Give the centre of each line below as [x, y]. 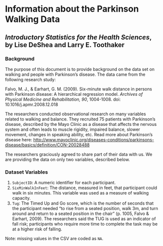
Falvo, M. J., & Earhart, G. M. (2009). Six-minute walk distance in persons [79, 89]
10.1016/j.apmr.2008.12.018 [32, 104]
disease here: [19, 140]
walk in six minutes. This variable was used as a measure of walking [81, 193]
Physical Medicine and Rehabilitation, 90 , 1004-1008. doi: [63, 99]
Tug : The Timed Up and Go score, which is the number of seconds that [83, 203]
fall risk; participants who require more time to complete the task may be [85, 224]
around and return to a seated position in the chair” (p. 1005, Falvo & [81, 214]
